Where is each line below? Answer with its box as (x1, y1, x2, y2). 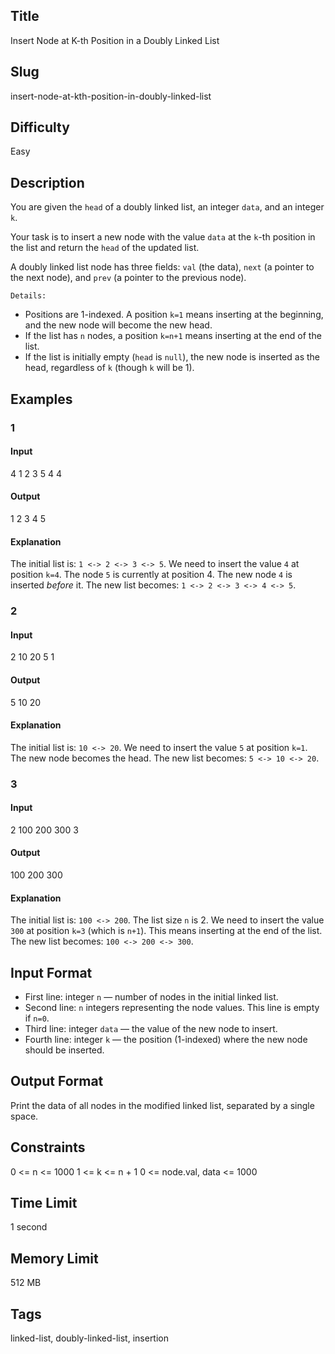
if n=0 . (24, 1012, 50, 1024)
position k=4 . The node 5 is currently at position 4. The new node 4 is (10, 569, 293, 581)
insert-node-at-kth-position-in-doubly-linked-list (10, 90, 212, 102)
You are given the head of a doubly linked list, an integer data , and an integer (10, 201, 325, 213)
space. (10, 1110, 39, 1122)
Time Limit (10, 1195, 78, 1212)
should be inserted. (24, 1044, 105, 1056)
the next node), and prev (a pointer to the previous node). (10, 272, 247, 284)
